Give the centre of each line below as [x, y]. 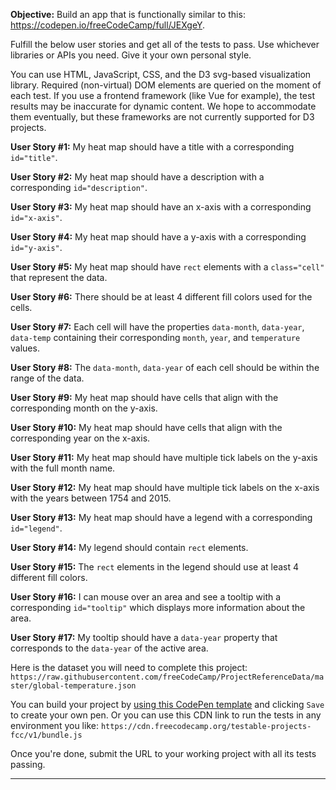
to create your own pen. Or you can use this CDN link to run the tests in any [166, 715]
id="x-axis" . [36, 217]
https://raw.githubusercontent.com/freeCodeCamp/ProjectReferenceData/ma [167, 677]
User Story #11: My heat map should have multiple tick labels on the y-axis [164, 457]
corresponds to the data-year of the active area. [109, 648]
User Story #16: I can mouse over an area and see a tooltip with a [146, 597]
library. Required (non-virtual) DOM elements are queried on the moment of [166, 85]
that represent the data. [59, 277]
